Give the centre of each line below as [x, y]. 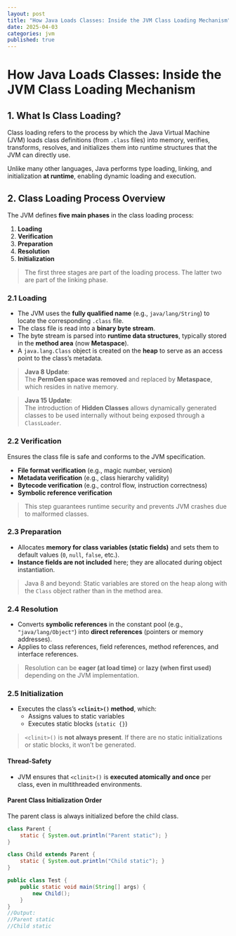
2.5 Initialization [35, 694]
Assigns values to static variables [76, 716]
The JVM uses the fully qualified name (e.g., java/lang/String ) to [113, 313]
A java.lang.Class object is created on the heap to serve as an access [120, 351]
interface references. [48, 654]
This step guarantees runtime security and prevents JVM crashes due [125, 506]
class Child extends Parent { [52, 855]
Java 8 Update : [47, 372]
